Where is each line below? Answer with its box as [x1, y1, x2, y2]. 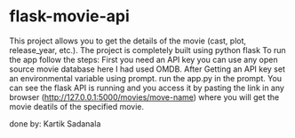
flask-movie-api [9, 6, 131, 27]
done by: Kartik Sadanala [9, 118, 101, 129]
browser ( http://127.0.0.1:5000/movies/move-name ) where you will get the [9, 91, 280, 103]
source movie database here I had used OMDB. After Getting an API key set [9, 64, 286, 74]
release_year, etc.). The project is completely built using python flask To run [9, 44, 286, 55]
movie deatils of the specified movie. [9, 101, 145, 111]
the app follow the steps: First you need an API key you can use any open [9, 54, 278, 65]
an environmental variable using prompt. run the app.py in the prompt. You [9, 73, 283, 83]
